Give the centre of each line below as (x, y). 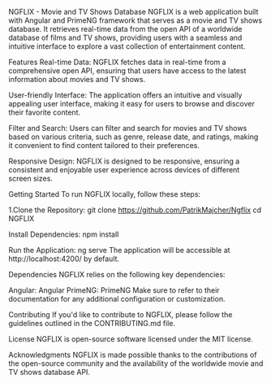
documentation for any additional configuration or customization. (117, 299)
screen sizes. (30, 178)
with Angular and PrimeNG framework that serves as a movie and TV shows (135, 20)
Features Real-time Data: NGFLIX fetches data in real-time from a (117, 62)
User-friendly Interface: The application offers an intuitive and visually (125, 95)
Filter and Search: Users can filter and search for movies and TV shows (128, 128)
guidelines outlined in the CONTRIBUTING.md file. (92, 323)
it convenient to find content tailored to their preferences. (104, 145)
